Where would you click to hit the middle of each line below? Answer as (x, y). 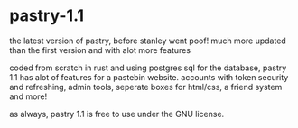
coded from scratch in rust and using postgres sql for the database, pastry (148, 68)
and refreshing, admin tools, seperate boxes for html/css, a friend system (146, 87)
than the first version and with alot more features (100, 50)
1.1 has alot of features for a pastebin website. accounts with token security (149, 77)
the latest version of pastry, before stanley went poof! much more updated (148, 41)
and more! (28, 96)
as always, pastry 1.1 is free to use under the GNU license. (117, 114)
